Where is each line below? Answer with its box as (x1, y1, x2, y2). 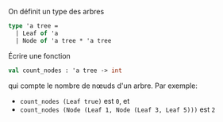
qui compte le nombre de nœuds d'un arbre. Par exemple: (8, 81, 198, 90)
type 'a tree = (8, 22, 59, 30)
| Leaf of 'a (15, 29, 59, 37)
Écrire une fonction (8, 51, 71, 60)
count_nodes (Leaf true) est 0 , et (19, 96, 130, 105)
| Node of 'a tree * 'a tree (15, 36, 112, 44)
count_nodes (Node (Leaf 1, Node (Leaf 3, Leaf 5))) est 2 (19, 105, 216, 114)
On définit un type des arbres (8, 7, 105, 16)
